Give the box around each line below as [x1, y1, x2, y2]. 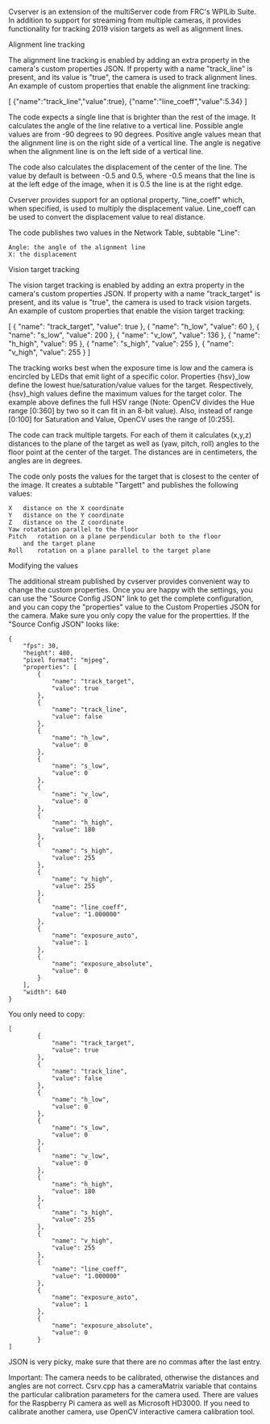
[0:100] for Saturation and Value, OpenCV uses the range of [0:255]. [8, 415, 235, 424]
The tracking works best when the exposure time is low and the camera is [8, 363, 254, 372]
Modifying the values [8, 561, 79, 570]
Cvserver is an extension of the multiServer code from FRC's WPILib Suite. [8, 7, 256, 16]
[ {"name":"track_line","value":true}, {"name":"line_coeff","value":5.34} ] [8, 97, 247, 106]
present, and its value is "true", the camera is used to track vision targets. [8, 298, 252, 307]
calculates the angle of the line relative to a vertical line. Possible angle [8, 121, 243, 130]
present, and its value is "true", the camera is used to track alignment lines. [8, 73, 258, 82]
